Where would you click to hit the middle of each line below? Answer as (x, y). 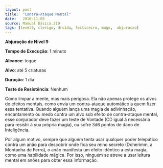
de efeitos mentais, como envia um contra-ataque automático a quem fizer (81, 104)
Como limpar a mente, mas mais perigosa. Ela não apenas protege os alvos (81, 99)
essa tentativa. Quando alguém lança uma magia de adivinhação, (71, 109)
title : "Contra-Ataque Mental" (38, 14)
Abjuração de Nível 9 (27, 42)
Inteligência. (17, 130)
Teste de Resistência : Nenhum (36, 89)
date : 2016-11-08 (25, 19)
